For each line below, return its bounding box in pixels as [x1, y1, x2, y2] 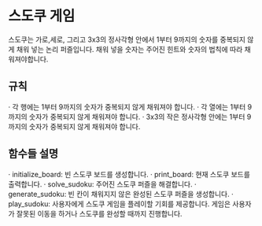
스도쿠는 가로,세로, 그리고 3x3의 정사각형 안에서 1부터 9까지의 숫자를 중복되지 [8, 35, 246, 44]
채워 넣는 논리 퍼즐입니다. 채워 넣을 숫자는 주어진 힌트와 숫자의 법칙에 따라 [16, 44, 243, 54]
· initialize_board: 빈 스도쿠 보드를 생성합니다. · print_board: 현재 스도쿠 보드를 [8, 169, 250, 179]
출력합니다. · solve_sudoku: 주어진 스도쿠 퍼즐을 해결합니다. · [8, 179, 197, 189]
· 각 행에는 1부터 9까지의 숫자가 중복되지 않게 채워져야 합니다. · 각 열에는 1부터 [8, 102, 246, 111]
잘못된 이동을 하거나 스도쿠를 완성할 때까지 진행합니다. [16, 209, 183, 218]
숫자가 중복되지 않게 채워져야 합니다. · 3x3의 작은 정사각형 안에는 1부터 [28, 112, 245, 121]
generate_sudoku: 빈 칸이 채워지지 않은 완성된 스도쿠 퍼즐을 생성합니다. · [8, 189, 234, 198]
